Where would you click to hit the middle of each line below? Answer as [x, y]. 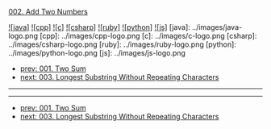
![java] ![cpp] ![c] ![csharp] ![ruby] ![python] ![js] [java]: [100, 27]
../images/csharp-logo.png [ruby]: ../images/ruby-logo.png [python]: [122, 44]
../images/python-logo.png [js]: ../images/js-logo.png [97, 53]
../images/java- [217, 27]
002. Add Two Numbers [48, 12]
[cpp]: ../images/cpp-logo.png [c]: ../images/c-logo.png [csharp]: [148, 36]
